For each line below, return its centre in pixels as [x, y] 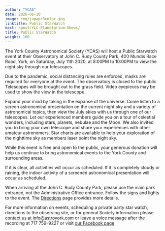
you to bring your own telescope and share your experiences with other [78, 127]
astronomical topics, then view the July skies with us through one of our [78, 112]
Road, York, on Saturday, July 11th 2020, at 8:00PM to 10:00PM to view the [81, 61]
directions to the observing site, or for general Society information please [80, 212]
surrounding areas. [24, 158]
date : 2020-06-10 [23, 14]
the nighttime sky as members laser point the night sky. [61, 138]
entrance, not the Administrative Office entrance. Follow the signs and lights [82, 193]
